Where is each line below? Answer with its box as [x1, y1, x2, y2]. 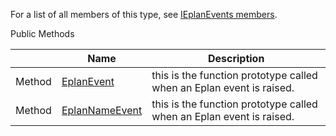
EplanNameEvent [61, 104, 143, 117]
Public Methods [10, 28, 75, 39]
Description [207, 52, 265, 65]
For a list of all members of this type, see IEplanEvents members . [10, 9, 278, 20]
